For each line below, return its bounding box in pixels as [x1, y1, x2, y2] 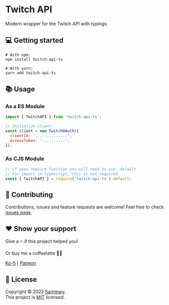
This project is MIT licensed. [5, 294, 65, 300]
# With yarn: [5, 66, 33, 71]
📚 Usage [5, 85, 35, 93]
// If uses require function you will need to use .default [5, 166, 137, 171]
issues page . [5, 209, 32, 216]
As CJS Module [5, 155, 45, 162]
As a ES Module [5, 103, 45, 110]
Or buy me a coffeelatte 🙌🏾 [5, 250, 62, 256]
